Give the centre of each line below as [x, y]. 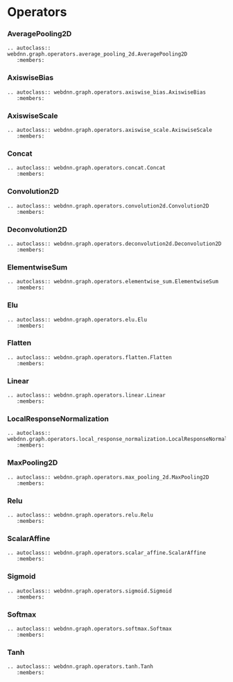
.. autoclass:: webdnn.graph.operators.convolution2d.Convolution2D [108, 206]
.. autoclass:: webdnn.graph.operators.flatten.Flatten [89, 357]
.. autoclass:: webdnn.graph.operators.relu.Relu [80, 515]
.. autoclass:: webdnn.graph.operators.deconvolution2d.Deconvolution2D [114, 244]
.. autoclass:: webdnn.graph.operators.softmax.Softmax [89, 629]
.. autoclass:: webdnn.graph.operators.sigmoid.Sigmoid [89, 591]
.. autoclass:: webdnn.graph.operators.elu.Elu [77, 319]
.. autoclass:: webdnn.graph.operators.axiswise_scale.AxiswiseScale [110, 130]
